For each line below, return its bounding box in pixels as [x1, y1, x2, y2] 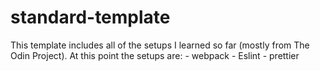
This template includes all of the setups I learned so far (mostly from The [10, 39, 310, 51]
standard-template [10, 6, 171, 29]
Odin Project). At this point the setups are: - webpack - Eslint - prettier [10, 49, 300, 61]
